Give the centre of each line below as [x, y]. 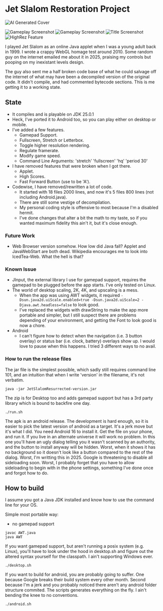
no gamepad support [33, 524]
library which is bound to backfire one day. [48, 403]
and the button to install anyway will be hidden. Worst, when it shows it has [80, 447]
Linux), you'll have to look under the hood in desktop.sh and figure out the [79, 552]
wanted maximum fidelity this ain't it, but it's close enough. [78, 223]
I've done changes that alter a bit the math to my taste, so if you [83, 217]
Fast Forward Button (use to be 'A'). [55, 181]
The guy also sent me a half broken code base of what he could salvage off [81, 71]
